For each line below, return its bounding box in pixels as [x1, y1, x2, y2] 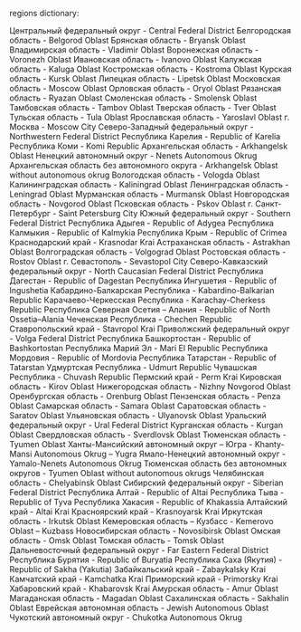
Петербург [9, 208, 52, 218]
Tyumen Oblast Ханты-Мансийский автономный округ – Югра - [9, 439, 253, 449]
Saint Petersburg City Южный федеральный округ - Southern [58, 208, 291, 218]
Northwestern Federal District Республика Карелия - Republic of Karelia [9, 131, 281, 141]
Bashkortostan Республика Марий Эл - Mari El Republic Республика [9, 343, 268, 353]
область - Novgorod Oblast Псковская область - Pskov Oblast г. [9, 198, 254, 209]
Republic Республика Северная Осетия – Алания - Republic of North [9, 304, 271, 315]
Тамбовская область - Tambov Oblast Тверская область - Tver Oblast [9, 102, 277, 112]
